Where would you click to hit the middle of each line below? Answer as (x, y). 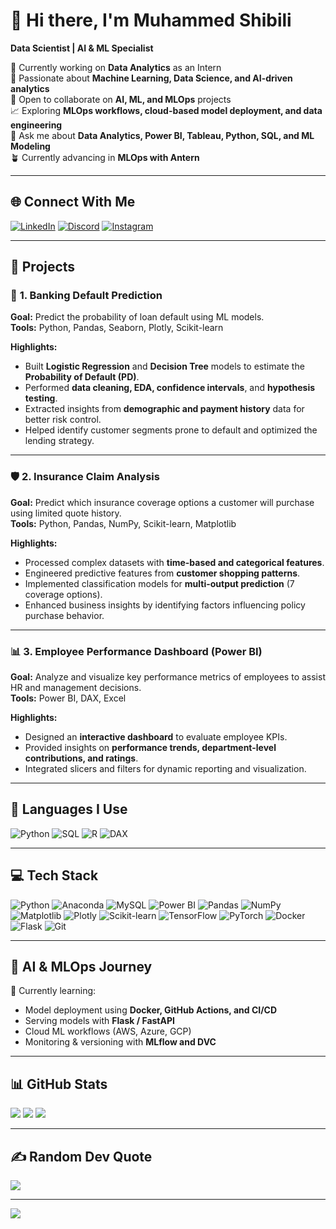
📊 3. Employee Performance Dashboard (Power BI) (136, 651)
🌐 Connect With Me (73, 202)
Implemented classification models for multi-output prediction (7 (159, 583)
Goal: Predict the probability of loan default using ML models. (137, 317)
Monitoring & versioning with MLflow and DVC (120, 1042)
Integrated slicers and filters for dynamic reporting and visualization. (165, 769)
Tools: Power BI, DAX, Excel (68, 698)
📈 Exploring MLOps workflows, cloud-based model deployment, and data (166, 110)
